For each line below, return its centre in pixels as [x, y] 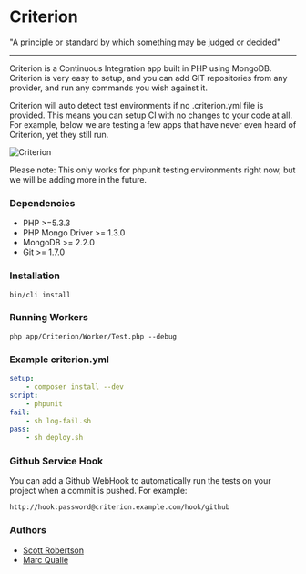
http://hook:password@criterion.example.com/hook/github [120, 507]
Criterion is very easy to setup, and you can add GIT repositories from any [148, 78]
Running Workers [49, 318]
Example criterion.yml [59, 360]
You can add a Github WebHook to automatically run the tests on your [140, 481]
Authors [28, 530]
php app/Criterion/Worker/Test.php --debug [93, 336]
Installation [35, 276]
